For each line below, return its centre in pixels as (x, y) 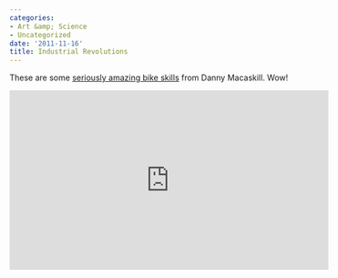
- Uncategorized (40, 35)
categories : (32, 18)
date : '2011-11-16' (46, 43)
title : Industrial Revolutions (69, 52)
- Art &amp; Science (49, 26)
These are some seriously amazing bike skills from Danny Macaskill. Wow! (149, 77)
